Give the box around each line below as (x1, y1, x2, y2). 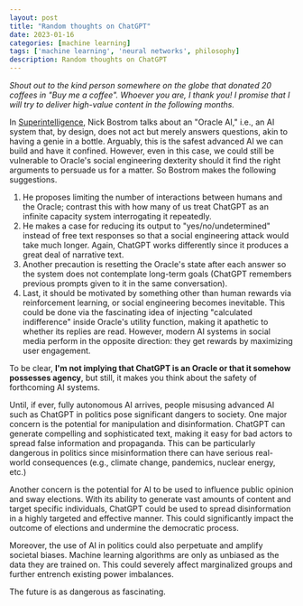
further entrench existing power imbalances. (9, 569, 174, 579)
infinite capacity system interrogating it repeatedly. (22, 211, 212, 221)
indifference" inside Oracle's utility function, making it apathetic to (22, 317, 269, 327)
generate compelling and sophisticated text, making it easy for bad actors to (9, 428, 293, 439)
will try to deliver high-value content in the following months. (9, 99, 234, 109)
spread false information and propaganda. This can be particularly (9, 438, 256, 448)
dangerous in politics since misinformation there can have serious (9, 448, 254, 458)
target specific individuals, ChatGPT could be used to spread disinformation (9, 503, 291, 514)
